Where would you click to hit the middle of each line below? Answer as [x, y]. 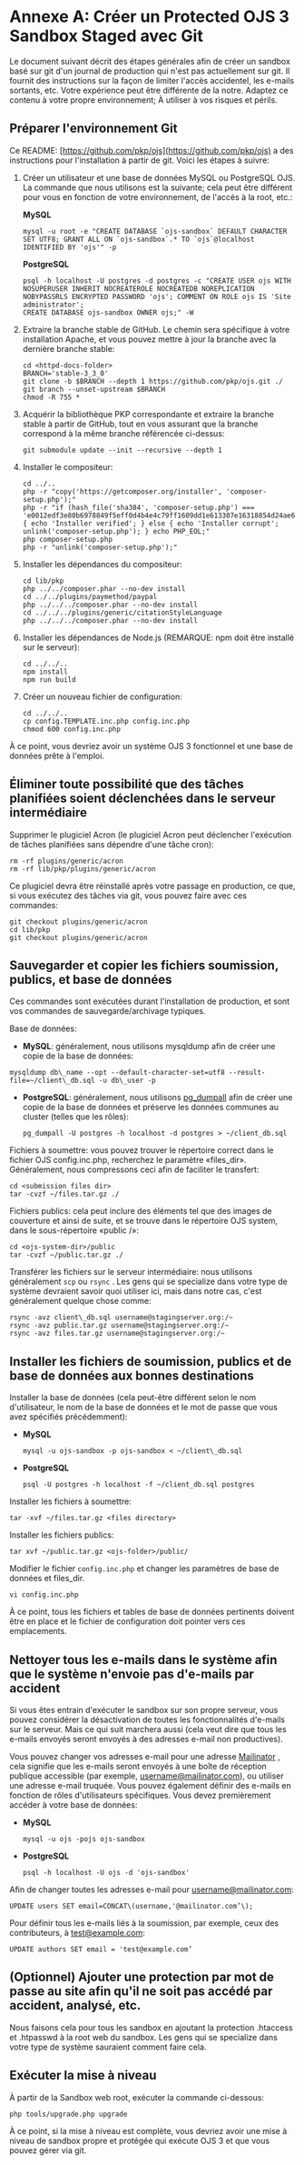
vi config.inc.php [44, 1595]
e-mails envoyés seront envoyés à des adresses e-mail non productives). [146, 1739]
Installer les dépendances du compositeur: [103, 564]
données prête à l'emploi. [57, 756]
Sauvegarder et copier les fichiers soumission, [144, 965]
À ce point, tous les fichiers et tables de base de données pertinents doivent [152, 1612]
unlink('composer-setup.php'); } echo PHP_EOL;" [116, 531]
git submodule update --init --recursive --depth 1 [122, 450]
